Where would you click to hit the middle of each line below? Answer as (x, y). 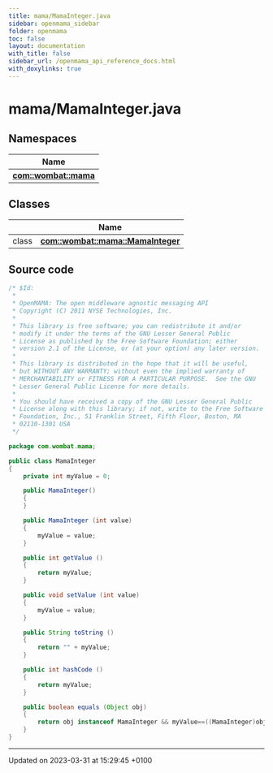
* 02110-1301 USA (41, 424)
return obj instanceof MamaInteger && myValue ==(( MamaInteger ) (147, 722)
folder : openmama (38, 31)
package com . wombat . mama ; (52, 446)
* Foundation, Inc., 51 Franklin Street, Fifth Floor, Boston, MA (127, 417)
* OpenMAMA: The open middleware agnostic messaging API (110, 304)
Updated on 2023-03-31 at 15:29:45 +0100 (80, 760)
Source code (41, 269)
